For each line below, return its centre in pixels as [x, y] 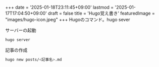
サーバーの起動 [21, 30]
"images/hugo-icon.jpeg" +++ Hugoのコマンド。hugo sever [68, 19]
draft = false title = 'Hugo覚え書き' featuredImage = [101, 13]
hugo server [18, 40]
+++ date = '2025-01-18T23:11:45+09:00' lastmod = [60, 7]
